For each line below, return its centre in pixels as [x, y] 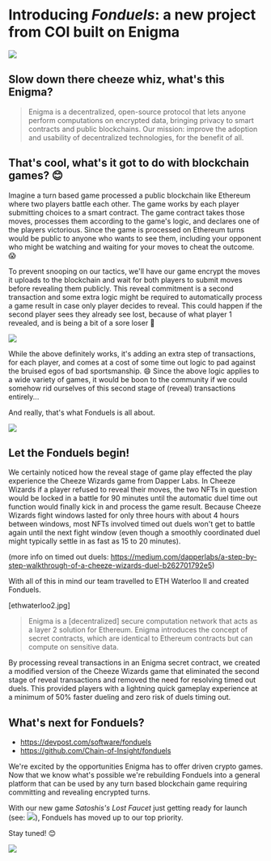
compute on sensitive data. [73, 647]
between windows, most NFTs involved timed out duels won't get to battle [132, 524]
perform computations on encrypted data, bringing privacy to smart [141, 120]
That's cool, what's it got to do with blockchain [129, 163]
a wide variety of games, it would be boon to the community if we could [128, 379]
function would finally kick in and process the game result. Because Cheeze [135, 507]
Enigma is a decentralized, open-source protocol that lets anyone [137, 112]
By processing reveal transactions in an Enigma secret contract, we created [134, 663]
